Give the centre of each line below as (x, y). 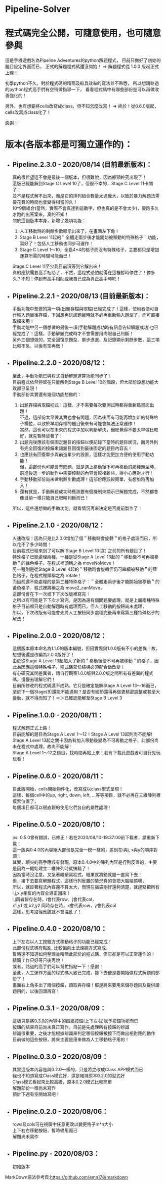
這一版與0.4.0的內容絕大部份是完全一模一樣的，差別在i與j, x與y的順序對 (85, 849)
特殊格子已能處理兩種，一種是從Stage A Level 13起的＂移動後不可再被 (83, 557)
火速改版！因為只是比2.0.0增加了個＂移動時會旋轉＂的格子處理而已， (82, 538)
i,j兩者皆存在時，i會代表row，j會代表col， (54, 899)
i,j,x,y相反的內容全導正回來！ (41, 893)
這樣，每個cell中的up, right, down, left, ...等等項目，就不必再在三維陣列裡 (86, 795)
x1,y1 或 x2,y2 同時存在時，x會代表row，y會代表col (64, 905)
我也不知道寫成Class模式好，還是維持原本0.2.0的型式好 (68, 1076)
